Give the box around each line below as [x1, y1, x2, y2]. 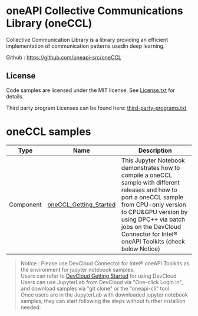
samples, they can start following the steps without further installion [20, 297, 186, 304]
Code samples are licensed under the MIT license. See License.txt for [6, 87, 176, 94]
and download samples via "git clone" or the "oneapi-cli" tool [20, 285, 170, 292]
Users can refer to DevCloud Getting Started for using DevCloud [20, 272, 177, 279]
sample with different [121, 178, 180, 186]
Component [9, 200, 42, 209]
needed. [20, 304, 41, 311]
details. [6, 93, 24, 100]
